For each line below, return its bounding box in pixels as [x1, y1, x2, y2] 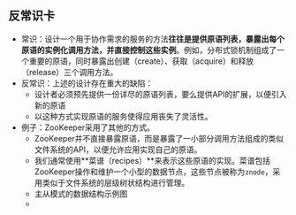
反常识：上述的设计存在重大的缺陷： [20, 78, 154, 88]
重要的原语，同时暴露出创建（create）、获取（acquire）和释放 [28, 56, 254, 66]
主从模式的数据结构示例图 [34, 188, 128, 199]
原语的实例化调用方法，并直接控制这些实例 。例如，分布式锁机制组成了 [20, 44, 277, 55]
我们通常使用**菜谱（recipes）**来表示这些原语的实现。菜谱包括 [34, 155, 271, 165]
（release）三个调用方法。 [20, 66, 118, 77]
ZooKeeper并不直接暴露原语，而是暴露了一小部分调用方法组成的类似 [34, 133, 285, 143]
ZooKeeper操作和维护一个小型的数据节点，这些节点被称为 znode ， [34, 166, 273, 177]
